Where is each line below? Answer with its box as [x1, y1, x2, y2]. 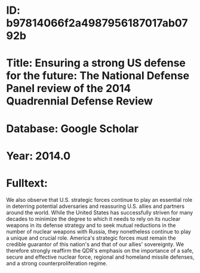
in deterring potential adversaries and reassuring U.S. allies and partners [6, 203, 185, 210]
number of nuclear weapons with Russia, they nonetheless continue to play [6, 228, 191, 235]
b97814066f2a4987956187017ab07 [6, 16, 188, 30]
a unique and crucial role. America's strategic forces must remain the [6, 234, 176, 241]
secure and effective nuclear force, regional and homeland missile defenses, [6, 253, 195, 260]
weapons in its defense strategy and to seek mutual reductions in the [6, 222, 176, 229]
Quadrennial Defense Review [6, 94, 153, 108]
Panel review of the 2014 [6, 82, 131, 96]
